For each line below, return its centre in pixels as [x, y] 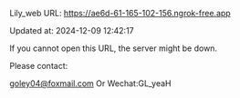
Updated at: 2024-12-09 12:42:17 [72, 30]
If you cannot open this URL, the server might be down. [113, 48]
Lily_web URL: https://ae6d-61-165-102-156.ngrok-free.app [120, 13]
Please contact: [39, 66]
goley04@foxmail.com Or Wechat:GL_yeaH [90, 83]
